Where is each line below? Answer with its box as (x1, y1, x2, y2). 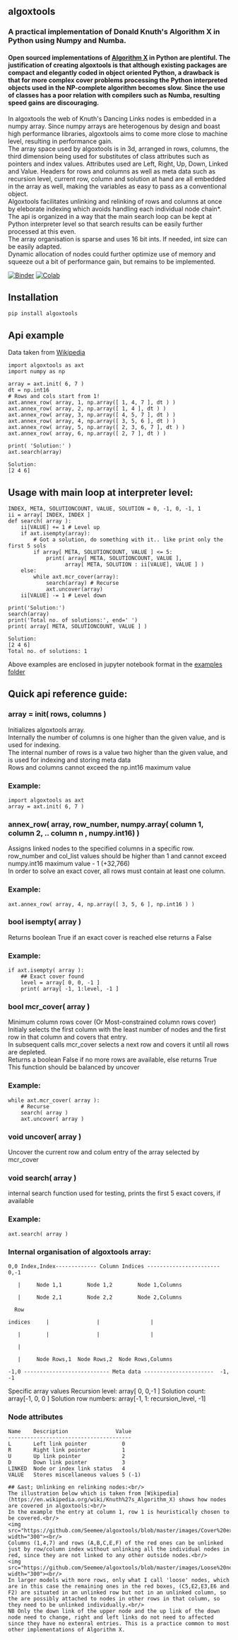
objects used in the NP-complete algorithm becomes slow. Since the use (8, 83, 225, 91)
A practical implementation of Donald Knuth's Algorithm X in (8, 27, 220, 37)
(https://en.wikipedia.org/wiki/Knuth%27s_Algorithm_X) (8, 1496, 176, 1503)
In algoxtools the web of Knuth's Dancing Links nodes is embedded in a (8, 114, 217, 123)
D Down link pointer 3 (8, 1459, 126, 1467)
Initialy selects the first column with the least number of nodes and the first (8, 1025, 227, 1034)
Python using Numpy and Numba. (8, 35, 126, 45)
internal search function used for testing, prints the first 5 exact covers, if (8, 1189, 221, 1197)
